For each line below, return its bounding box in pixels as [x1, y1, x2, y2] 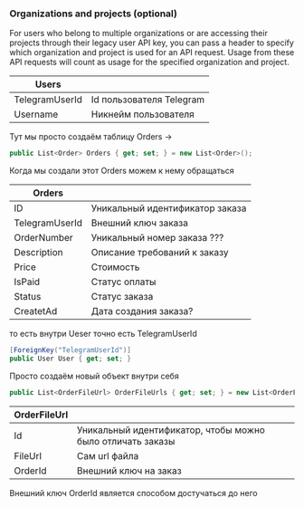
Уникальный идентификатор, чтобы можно [76, 424, 265, 436]
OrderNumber [14, 232, 74, 244]
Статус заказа [90, 291, 154, 303]
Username [14, 108, 59, 120]
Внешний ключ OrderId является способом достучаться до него [9, 487, 258, 498]
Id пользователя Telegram [90, 93, 205, 106]
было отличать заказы [76, 435, 176, 447]
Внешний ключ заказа [90, 216, 188, 229]
